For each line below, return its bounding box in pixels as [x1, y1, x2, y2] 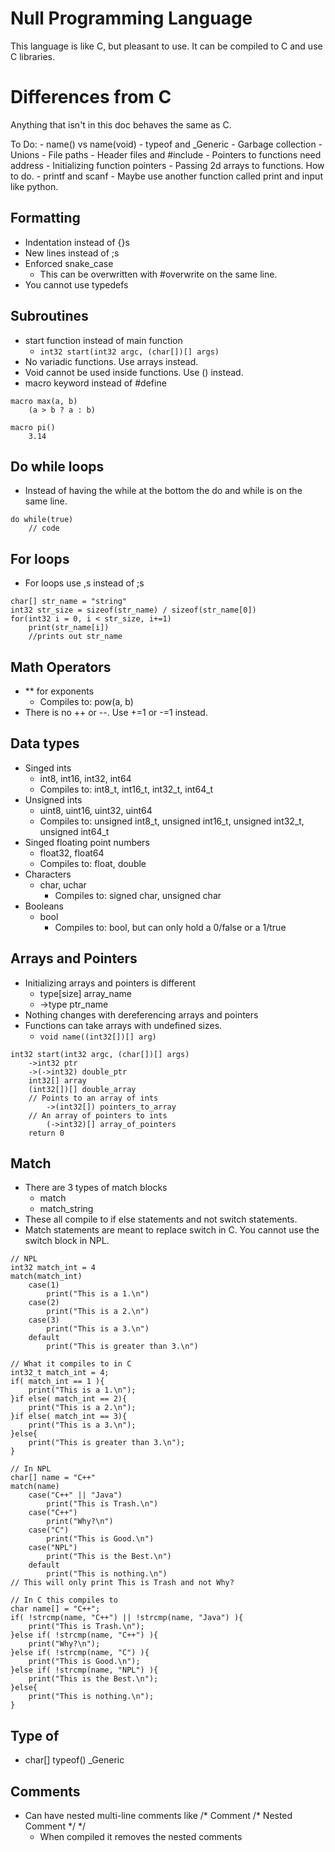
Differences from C [10, 86, 172, 109]
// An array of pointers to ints [28, 1110, 168, 1121]
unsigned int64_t [39, 825, 110, 837]
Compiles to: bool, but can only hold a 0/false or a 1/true [54, 921, 287, 933]
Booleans [24, 900, 64, 912]
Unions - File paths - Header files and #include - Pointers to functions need [10, 148, 322, 161]
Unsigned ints [24, 793, 83, 806]
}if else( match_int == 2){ [10, 1394, 128, 1404]
